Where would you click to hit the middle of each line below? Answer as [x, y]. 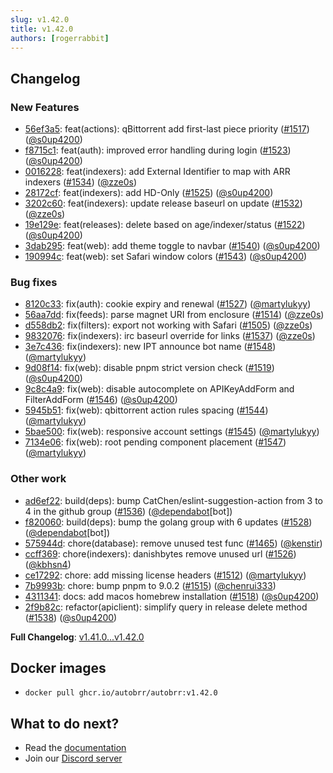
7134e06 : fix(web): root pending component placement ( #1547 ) [155, 442]
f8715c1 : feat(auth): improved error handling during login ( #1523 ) [158, 150]
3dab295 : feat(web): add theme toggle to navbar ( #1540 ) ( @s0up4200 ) [172, 246]
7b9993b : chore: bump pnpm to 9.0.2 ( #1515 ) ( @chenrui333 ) [150, 585]
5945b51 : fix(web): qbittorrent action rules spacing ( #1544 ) [146, 410]
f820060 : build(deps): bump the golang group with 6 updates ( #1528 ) [168, 522]
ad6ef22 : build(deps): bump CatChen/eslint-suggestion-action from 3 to [174, 500]
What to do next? [65, 723]
